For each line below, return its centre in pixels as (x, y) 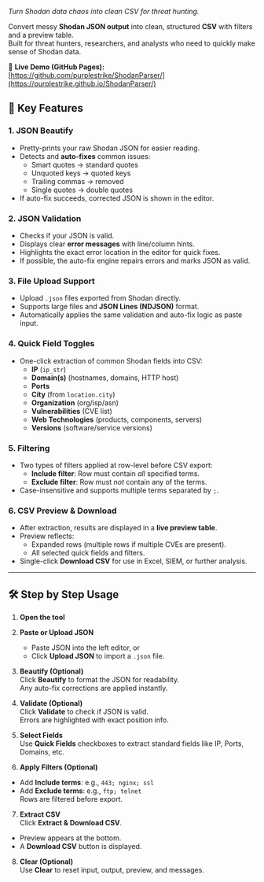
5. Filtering (29, 448)
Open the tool (42, 617)
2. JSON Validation (45, 218)
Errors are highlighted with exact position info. (94, 720)
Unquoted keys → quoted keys (81, 173)
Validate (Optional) (51, 703)
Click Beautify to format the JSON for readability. (99, 679)
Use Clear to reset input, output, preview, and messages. (112, 869)
